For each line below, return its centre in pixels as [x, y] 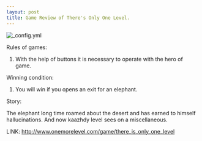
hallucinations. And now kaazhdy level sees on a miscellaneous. [87, 120]
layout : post [23, 12]
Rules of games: [27, 47]
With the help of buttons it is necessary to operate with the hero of [99, 59]
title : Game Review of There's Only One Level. [68, 18]
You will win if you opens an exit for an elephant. [76, 89]
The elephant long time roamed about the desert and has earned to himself [101, 113]
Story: [14, 101]
